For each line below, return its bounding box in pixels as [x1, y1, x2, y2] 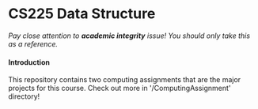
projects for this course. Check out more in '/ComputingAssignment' [8, 84, 231, 93]
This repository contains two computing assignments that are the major [8, 75, 241, 85]
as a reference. [8, 39, 58, 48]
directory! [8, 92, 40, 101]
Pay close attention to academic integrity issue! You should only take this [8, 31, 251, 40]
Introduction [8, 57, 50, 67]
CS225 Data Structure [8, 5, 156, 23]
